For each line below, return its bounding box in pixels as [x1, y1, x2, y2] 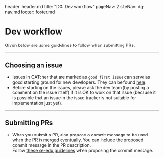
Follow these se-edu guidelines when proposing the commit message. [12, 147, 154, 153]
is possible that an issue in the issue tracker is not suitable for [12, 94, 137, 101]
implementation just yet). [12, 100, 62, 106]
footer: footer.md [20, 9, 55, 15]
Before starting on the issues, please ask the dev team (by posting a [12, 84, 149, 90]
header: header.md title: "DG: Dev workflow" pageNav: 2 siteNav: [5, 4, 137, 9]
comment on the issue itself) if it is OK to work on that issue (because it [12, 90, 156, 95]
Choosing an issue [5, 61, 63, 69]
